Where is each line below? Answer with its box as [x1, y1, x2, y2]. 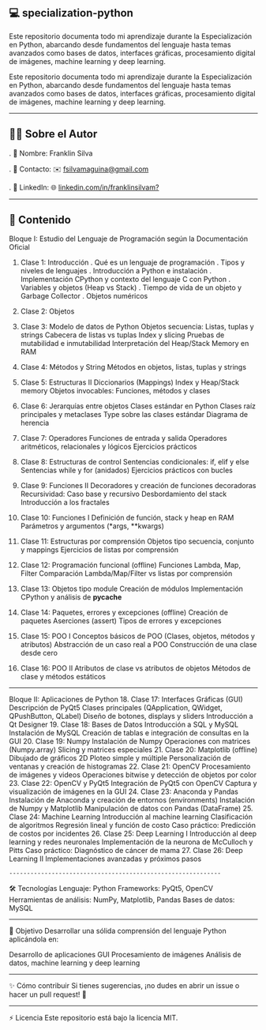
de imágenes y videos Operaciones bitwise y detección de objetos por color [9, 770, 257, 780]
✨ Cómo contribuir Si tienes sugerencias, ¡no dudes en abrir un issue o [9, 981, 240, 991]
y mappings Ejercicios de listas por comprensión [20, 545, 178, 554]
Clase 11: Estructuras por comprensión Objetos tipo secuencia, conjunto [20, 536, 255, 547]
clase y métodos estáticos [20, 672, 106, 682]
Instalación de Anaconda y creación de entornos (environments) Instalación [9, 795, 256, 805]
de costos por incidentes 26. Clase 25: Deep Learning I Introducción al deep [9, 829, 257, 839]
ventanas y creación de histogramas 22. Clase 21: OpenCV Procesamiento [9, 761, 251, 772]
